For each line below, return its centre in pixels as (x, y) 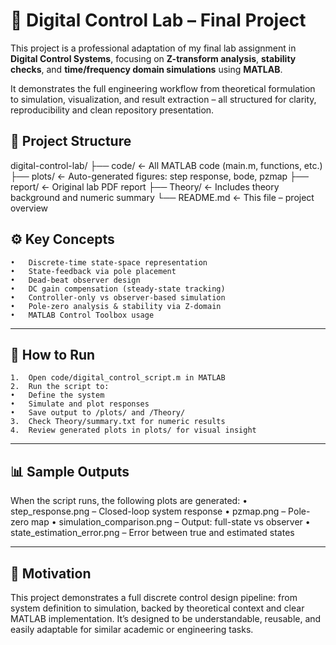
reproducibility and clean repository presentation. (112, 110)
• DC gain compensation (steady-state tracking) (118, 289)
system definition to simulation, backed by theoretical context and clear (157, 608)
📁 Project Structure (71, 141)
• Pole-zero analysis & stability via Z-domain (116, 306)
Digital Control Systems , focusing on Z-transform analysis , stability (153, 58)
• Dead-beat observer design (75, 280)
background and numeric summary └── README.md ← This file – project (162, 197)
